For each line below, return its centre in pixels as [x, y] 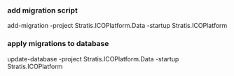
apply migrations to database [58, 44]
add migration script [43, 10]
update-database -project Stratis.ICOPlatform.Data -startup [93, 59]
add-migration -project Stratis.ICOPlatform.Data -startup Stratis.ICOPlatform [117, 26]
